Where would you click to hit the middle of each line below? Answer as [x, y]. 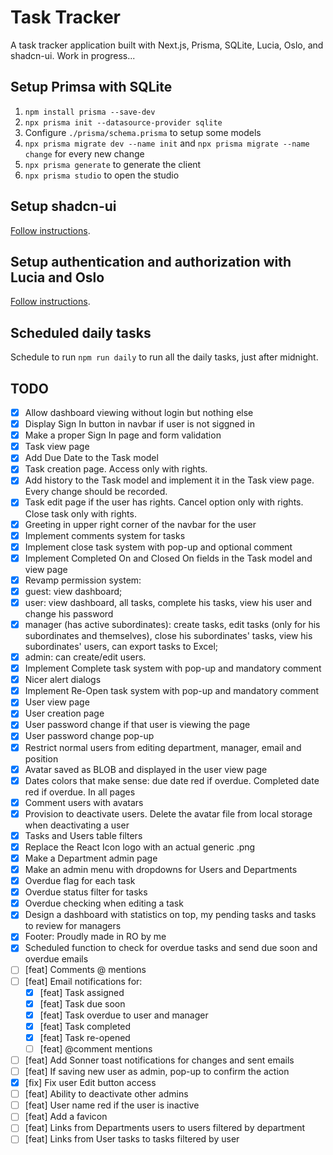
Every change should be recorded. [96, 492]
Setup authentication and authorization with [151, 261]
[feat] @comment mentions [96, 1048]
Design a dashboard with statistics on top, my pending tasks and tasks [170, 915]
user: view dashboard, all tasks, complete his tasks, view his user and [168, 602]
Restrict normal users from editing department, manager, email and [163, 747]
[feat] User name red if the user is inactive [112, 1105]
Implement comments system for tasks [105, 535]
